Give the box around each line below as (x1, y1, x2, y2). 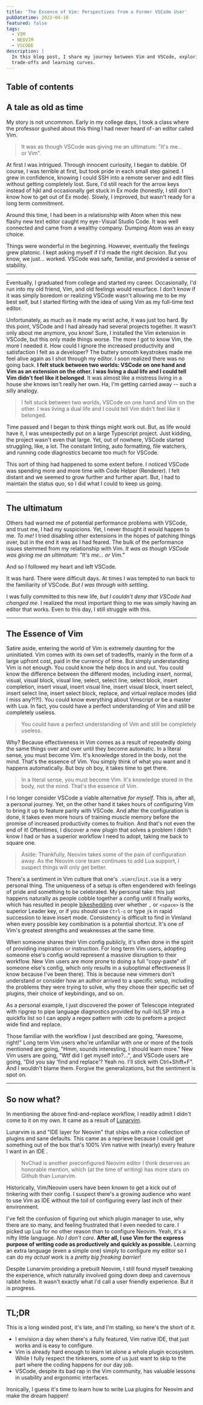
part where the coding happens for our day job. (14, 1361, 134, 1368)
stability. (6, 261, 27, 269)
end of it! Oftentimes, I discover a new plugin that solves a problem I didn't (6, 826, 192, 834)
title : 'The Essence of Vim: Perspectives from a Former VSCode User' (6, 8, 188, 15)
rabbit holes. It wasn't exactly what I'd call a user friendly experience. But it (6, 1278, 193, 1285)
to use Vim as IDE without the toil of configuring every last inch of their (6, 1197, 182, 1204)
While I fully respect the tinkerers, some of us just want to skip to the (14, 1354, 186, 1361)
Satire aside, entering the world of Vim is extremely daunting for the (6, 645, 175, 652)
